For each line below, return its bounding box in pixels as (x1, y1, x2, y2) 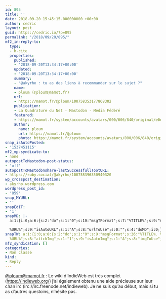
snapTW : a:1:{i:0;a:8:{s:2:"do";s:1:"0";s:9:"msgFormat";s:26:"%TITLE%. (5, 231, 158, 237)
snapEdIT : (5, 204, 26, 210)
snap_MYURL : (5, 195, 30, 200)
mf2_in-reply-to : (5, 39, 41, 44)
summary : (14, 76, 32, 81)
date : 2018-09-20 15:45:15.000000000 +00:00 (5, 16, 98, 21)
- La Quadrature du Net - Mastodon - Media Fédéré (14, 108, 121, 113)
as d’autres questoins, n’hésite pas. (5, 288, 77, 294)
